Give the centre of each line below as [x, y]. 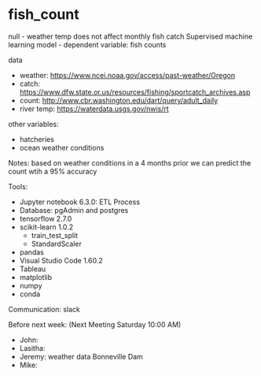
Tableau [33, 269]
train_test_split [55, 235]
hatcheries [37, 139]
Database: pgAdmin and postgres [74, 210]
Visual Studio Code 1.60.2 [61, 260]
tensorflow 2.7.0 [46, 218]
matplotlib [36, 277]
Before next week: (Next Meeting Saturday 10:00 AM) [95, 324]
